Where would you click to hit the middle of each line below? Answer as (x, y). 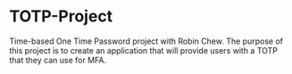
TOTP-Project (61, 16)
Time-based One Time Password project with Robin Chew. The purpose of (146, 41)
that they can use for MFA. (58, 60)
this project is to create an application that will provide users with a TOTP (144, 50)
